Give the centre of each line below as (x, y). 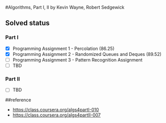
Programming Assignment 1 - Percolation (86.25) (64, 48)
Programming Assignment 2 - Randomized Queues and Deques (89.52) (87, 54)
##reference (18, 100)
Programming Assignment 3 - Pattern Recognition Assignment (77, 59)
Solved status (27, 23)
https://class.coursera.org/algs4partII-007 (57, 115)
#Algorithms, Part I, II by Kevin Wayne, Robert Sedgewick (65, 7)
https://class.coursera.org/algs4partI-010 (56, 110)
